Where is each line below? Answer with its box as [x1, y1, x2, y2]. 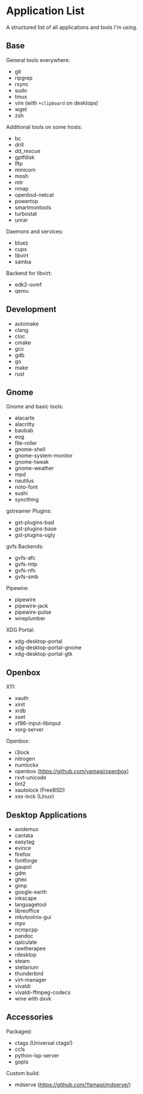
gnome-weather [14, 465, 54, 472]
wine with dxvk [14, 995, 52, 1002]
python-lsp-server [14, 1051, 59, 1059]
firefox [14, 851, 31, 858]
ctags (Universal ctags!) [14, 1039, 73, 1046]
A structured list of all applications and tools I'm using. [6, 24, 138, 31]
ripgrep [14, 74, 33, 81]
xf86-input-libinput [14, 719, 61, 727]
